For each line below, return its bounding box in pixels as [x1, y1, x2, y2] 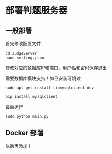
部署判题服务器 [5, 5, 68, 16]
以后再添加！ [5, 143, 32, 149]
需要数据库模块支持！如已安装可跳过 [5, 75, 81, 81]
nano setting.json [5, 55, 44, 60]
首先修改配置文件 [5, 41, 41, 46]
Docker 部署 [5, 129, 44, 137]
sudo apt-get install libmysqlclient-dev [5, 85, 94, 90]
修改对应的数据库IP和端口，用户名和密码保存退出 [5, 65, 107, 71]
